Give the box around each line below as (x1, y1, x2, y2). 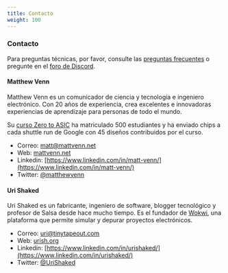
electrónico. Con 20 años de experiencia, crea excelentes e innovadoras (7, 100, 212, 108)
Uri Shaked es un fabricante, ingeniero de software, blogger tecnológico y (7, 202, 216, 210)
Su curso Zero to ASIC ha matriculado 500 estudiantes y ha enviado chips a (7, 121, 221, 129)
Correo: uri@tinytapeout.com (16, 229, 100, 237)
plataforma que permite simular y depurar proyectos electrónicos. (7, 216, 193, 224)
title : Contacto (7, 10, 53, 17)
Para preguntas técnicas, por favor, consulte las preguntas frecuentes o (7, 54, 210, 62)
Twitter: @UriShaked (16, 259, 76, 267)
